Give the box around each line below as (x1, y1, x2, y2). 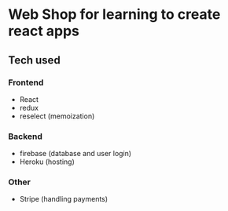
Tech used (8, 53, 61, 67)
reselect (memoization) (19, 111, 95, 121)
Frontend (8, 77, 44, 88)
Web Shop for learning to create (8, 5, 221, 24)
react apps (8, 22, 80, 40)
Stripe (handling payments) (19, 195, 108, 204)
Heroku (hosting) (19, 157, 75, 166)
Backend (8, 131, 43, 142)
